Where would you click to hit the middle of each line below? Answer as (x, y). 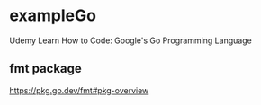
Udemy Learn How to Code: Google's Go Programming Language (130, 40)
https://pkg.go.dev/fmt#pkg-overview (79, 90)
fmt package (46, 69)
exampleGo (53, 16)
